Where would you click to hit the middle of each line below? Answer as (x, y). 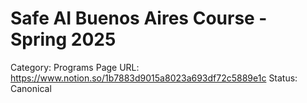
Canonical (31, 88)
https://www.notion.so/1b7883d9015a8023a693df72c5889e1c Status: (154, 78)
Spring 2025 (63, 39)
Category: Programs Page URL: (75, 67)
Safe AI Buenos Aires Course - (139, 18)
